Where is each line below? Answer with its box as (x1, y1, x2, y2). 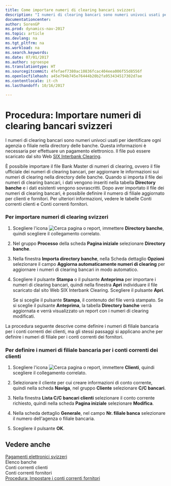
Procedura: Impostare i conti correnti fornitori (5, 475, 100, 481)
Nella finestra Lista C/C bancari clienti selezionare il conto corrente (12, 395, 155, 401)
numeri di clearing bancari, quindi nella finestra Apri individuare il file (12, 282, 158, 288)
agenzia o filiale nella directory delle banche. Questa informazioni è (5, 142, 147, 148)
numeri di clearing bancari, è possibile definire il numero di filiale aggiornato (5, 190, 165, 196)
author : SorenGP (5, 21, 40, 27)
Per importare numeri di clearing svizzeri (5, 214, 108, 221)
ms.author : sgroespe (5, 59, 49, 65)
